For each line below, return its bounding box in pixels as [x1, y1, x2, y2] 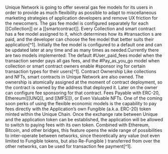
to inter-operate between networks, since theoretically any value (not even [5, 133, 160, 138]
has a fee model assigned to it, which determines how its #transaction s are [5, 31, 162, 37]
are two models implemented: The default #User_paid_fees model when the [5, 52, 162, 58]
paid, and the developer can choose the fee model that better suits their [5, 36, 154, 42]
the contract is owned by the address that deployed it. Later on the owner [5, 85, 157, 90]
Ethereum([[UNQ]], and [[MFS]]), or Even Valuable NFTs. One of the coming [5, 95, 162, 101]
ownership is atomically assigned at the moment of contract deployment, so [5, 79, 162, 85]
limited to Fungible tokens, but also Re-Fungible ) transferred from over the [5, 138, 160, 144]
